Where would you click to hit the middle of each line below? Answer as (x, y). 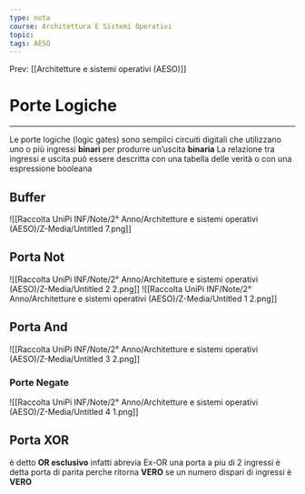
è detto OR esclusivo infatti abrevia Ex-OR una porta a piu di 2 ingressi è (145, 462)
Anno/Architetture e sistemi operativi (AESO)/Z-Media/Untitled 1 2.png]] (143, 298)
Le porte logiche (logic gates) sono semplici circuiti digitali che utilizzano (145, 140)
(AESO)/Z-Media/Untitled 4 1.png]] (74, 411)
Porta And (39, 327)
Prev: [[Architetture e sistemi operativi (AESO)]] (98, 69)
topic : (22, 35)
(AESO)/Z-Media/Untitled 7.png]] (70, 229)
